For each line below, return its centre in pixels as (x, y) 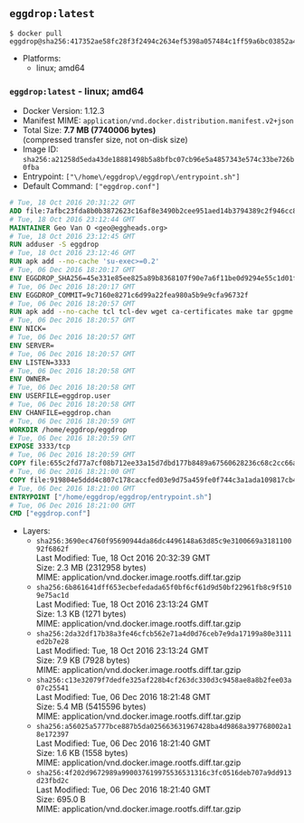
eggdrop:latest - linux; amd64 (77, 91)
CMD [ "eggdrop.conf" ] (50, 514)
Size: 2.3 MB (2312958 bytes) (91, 568)
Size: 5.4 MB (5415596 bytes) (91, 707)
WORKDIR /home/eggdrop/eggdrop (68, 430)
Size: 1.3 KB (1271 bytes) (81, 614)
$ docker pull (36, 33)
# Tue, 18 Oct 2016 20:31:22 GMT (72, 203)
